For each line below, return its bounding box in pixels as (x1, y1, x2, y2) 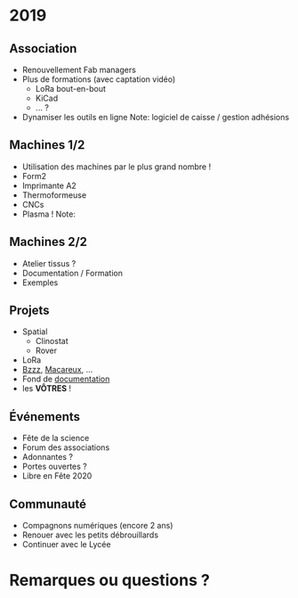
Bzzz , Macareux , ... (21, 365, 93, 375)
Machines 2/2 (9, 234, 87, 250)
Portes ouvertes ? (21, 461, 87, 472)
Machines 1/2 (9, 137, 85, 152)
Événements (9, 409, 81, 424)
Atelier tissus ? (21, 258, 77, 268)
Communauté (9, 496, 87, 512)
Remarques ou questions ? (9, 570, 211, 591)
